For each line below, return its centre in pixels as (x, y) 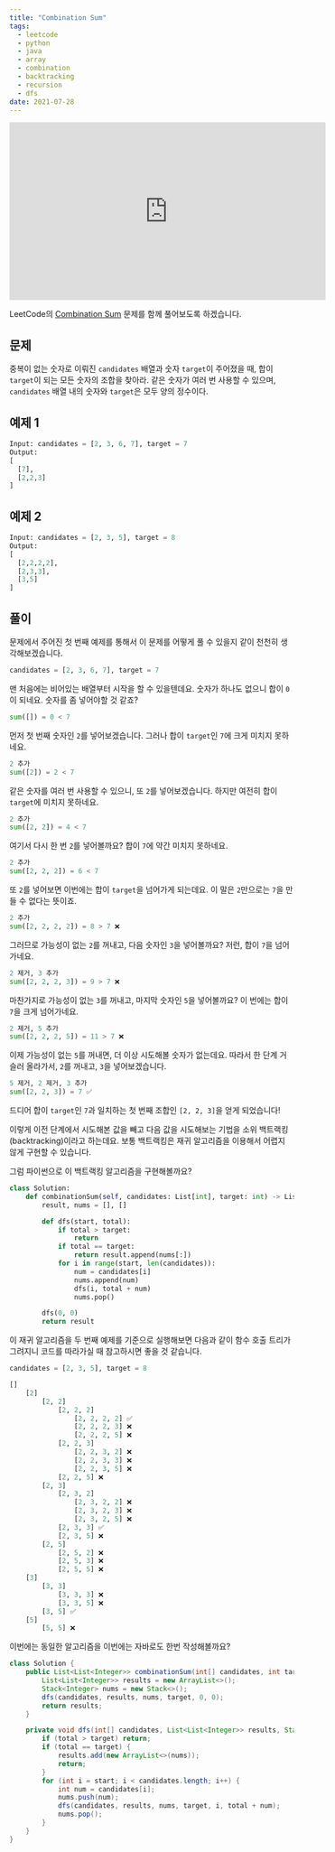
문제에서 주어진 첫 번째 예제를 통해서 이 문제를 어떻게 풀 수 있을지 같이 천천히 (144, 642)
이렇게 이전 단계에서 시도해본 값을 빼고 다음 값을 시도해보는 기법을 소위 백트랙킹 (149, 1129)
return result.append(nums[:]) (133, 1255)
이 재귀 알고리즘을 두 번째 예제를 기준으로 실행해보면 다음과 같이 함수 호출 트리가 (150, 1340)
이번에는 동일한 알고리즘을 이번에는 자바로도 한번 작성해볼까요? (120, 1647)
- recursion (40, 85)
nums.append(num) (107, 1280)
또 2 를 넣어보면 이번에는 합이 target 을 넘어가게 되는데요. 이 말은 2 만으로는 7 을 (147, 889)
